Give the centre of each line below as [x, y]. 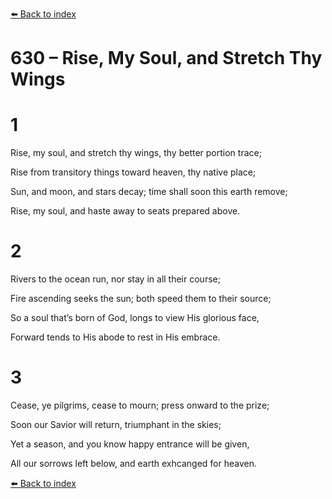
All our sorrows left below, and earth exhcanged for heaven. [133, 463]
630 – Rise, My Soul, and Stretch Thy [166, 58]
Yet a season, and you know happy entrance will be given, [130, 444]
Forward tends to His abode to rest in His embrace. [115, 337]
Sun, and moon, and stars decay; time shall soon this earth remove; [149, 192]
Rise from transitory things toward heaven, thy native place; [133, 172]
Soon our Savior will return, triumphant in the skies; [116, 424]
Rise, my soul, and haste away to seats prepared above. [125, 211]
